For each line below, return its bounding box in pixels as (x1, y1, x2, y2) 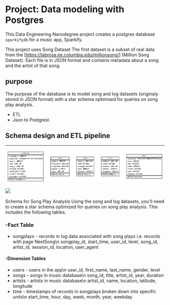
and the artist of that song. (5, 62, 61, 69)
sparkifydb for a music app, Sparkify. (5, 37, 83, 43)
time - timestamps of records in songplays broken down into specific (12, 288, 156, 295)
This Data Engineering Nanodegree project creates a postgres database (5, 31, 155, 37)
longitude (12, 283, 33, 289)
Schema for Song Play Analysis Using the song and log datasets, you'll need (5, 198, 164, 204)
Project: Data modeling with (5, 4, 124, 15)
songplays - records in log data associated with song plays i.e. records (12, 233, 160, 239)
